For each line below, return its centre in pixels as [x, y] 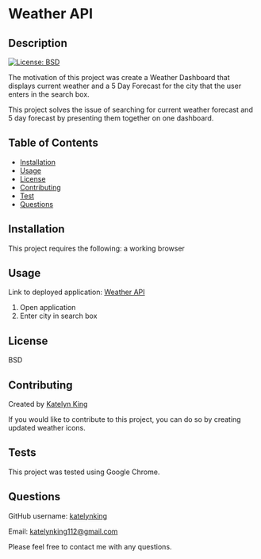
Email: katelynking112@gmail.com [63, 531]
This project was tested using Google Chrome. [84, 472]
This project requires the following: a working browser [96, 248]
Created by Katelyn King [48, 404]
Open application [48, 308]
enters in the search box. [49, 94]
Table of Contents [54, 143]
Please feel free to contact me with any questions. [90, 546]
